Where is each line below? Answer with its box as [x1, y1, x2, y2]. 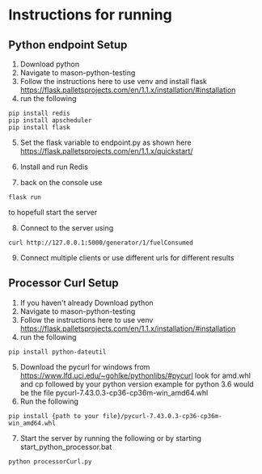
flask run [8, 193, 42, 201]
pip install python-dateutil [8, 348, 107, 356]
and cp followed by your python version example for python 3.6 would [19, 379, 255, 389]
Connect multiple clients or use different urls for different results [19, 253, 235, 262]
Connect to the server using [19, 223, 114, 232]
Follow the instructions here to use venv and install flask [19, 77, 208, 86]
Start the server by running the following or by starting [19, 433, 202, 442]
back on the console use [19, 178, 103, 187]
